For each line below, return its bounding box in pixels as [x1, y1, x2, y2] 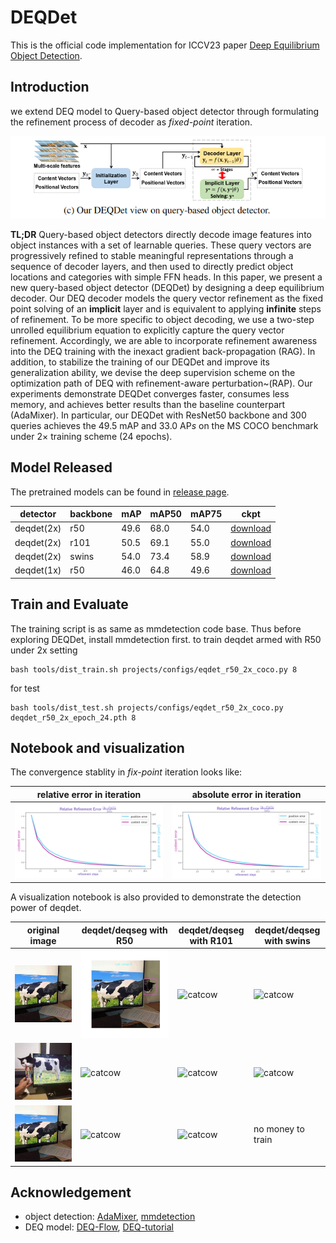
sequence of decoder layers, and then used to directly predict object [10, 260, 294, 272]
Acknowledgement [10, 1184, 132, 1201]
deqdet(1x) [14, 564, 62, 576]
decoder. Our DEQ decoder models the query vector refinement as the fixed [10, 292, 324, 304]
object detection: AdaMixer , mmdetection [24, 1211, 196, 1223]
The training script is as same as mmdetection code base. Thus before [10, 622, 302, 635]
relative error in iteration [36, 788, 142, 800]
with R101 [189, 934, 234, 946]
